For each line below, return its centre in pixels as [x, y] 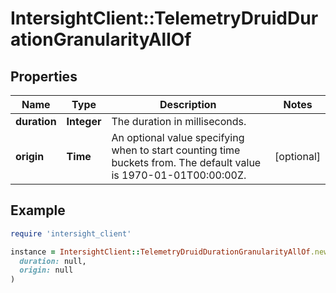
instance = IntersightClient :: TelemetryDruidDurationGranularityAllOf [160, 252]
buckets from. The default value [186, 162]
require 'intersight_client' [71, 233]
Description [188, 104]
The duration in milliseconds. [179, 121]
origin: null [46, 270]
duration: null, [53, 261]
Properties [44, 76]
